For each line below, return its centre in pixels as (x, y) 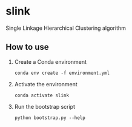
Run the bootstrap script (45, 106)
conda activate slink (41, 95)
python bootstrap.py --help (50, 118)
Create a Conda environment (51, 61)
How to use (27, 47)
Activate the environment (46, 84)
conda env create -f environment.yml (62, 73)
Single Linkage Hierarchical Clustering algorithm (66, 28)
